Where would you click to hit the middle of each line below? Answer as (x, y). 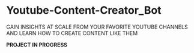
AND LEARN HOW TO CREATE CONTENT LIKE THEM (72, 33)
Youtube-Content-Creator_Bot (84, 10)
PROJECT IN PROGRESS (37, 45)
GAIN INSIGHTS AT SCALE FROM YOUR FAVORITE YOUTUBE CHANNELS (97, 27)
